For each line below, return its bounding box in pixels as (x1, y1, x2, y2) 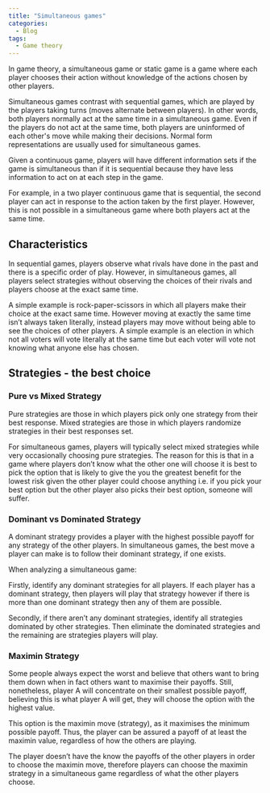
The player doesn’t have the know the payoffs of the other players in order (8, 752, 255, 762)
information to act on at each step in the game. (8, 173, 164, 183)
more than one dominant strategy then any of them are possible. (8, 597, 222, 606)
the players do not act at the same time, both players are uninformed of (8, 123, 245, 132)
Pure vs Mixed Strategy (8, 391, 102, 402)
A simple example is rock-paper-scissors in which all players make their (8, 300, 247, 309)
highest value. (8, 703, 56, 713)
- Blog (15, 27, 38, 35)
